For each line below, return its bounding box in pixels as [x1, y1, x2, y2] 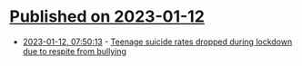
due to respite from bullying [22, 45, 127, 56]
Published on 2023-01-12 [9, 6, 205, 27]
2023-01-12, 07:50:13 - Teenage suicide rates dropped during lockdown [22, 36, 293, 47]
